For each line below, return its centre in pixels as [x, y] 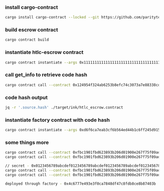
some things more [27, 142]
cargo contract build [27, 40]
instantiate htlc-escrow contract [44, 52]
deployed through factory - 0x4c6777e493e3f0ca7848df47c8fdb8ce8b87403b [81, 184]
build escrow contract [32, 30]
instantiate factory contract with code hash [58, 120]
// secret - [17, 166]
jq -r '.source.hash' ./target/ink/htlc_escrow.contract [64, 107]
